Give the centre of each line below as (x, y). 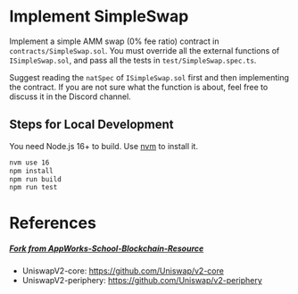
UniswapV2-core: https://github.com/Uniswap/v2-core (123, 271)
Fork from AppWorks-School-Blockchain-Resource (107, 248)
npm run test (33, 188)
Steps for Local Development (91, 125)
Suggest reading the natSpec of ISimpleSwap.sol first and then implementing (149, 77)
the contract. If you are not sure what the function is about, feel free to (139, 87)
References (53, 223)
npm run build (36, 179)
